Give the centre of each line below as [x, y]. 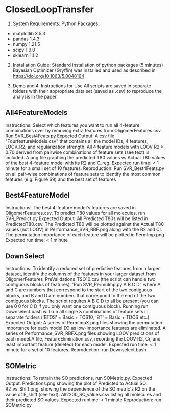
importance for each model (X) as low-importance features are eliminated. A [86, 328]
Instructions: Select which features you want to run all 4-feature [72, 125]
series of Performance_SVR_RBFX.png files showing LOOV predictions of [82, 333]
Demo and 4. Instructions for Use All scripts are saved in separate [82, 86]
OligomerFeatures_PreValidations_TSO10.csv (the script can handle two [80, 279]
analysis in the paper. [35, 96]
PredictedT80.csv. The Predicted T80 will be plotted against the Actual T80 [85, 224]
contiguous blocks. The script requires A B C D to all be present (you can [82, 301]
